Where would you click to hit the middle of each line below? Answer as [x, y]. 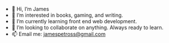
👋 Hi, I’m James [30, 9]
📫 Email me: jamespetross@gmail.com [59, 34]
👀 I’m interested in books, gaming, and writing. [67, 15]
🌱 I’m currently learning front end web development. [74, 21]
